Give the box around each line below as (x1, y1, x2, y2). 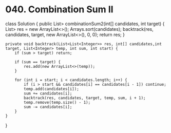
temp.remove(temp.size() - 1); (24, 100, 91, 105)
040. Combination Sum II (5, 4, 114, 15)
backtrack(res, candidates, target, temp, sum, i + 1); (24, 95, 146, 101)
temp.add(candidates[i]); (24, 86, 80, 91)
